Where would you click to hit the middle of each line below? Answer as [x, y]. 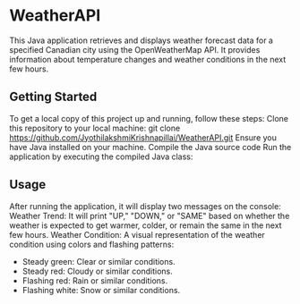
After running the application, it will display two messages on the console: [146, 206]
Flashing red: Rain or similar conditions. [95, 280]
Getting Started [53, 97]
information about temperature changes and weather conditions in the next [148, 59]
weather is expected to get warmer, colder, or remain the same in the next [146, 225]
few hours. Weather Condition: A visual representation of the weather [137, 234]
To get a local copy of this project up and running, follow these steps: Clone [149, 118]
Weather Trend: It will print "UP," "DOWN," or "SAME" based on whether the [150, 215]
